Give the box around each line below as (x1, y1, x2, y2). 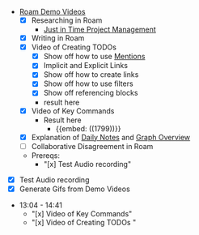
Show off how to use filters (43, 79, 134, 88)
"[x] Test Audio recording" (43, 159, 131, 169)
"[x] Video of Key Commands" (31, 208, 133, 218)
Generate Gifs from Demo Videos (19, 184, 130, 194)
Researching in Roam (31, 15, 103, 25)
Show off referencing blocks (43, 88, 138, 98)
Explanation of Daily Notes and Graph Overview (31, 132, 191, 142)
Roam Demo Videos (19, 7, 86, 16)
